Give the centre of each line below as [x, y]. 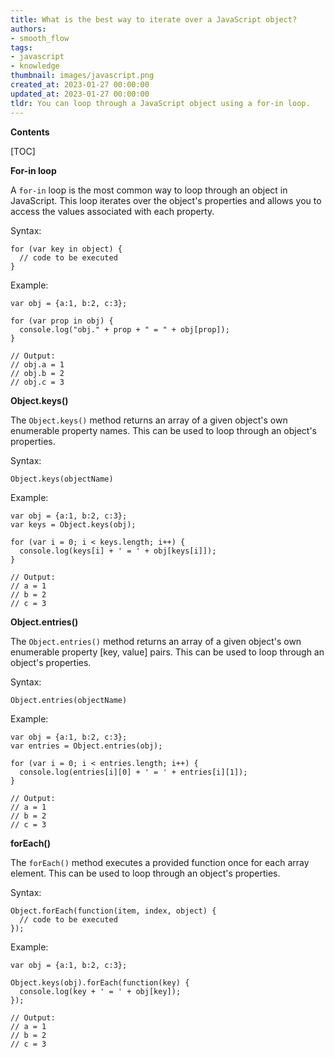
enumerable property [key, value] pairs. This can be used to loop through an [167, 652]
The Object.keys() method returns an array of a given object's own [149, 420]
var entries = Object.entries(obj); [86, 746]
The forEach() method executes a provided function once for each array [160, 862]
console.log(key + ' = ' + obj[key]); [100, 991]
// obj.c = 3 [37, 382]
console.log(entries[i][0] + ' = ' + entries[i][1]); [133, 772]
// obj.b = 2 [37, 373]
